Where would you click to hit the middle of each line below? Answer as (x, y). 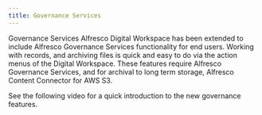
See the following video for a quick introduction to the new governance (125, 95)
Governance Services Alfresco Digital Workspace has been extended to (126, 38)
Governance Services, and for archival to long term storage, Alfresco (121, 71)
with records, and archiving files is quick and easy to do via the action (123, 55)
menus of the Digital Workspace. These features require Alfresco (115, 63)
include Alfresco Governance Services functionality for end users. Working (131, 46)
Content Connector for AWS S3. (61, 80)
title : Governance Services (55, 15)
